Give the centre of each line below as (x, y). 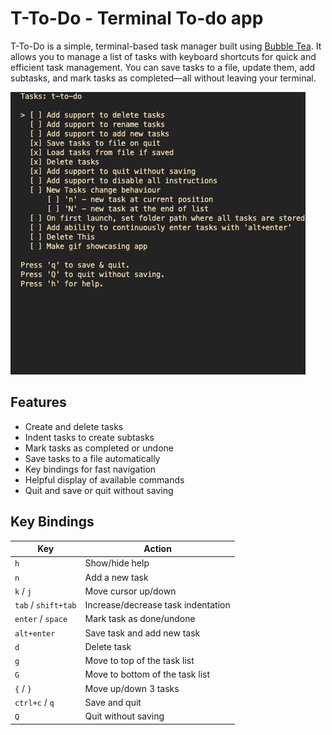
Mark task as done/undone (140, 619)
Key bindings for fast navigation (90, 469)
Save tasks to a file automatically (92, 458)
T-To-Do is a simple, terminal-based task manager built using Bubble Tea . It (166, 46)
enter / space (41, 619)
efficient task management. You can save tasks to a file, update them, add (163, 67)
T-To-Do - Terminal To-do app (137, 18)
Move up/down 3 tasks (132, 688)
